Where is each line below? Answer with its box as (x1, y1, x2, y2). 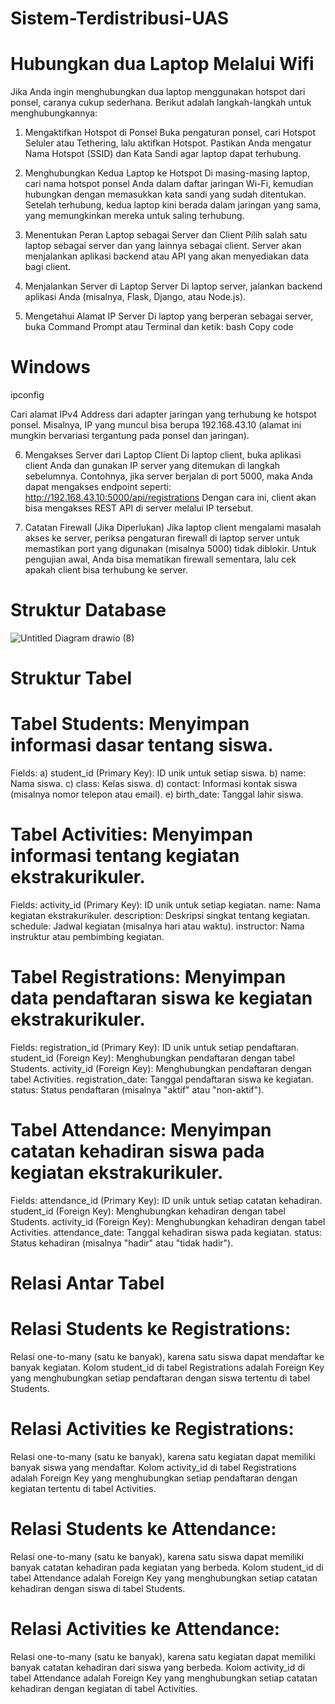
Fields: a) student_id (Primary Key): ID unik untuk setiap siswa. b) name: (10, 767, 307, 779)
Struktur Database (10, 599, 167, 622)
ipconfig (10, 389, 45, 401)
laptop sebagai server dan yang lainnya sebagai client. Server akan (24, 240, 302, 252)
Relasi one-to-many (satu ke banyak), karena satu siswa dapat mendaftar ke (10, 1351, 325, 1363)
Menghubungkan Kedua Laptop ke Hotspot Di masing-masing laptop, (24, 167, 311, 179)
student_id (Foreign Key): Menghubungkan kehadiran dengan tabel (10, 1205, 286, 1217)
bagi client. (24, 261, 72, 273)
